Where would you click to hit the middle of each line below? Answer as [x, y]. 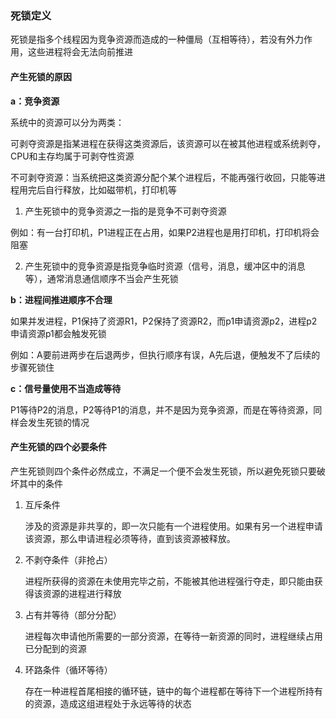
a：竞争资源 [35, 101]
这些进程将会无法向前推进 [80, 52]
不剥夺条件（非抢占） [68, 559]
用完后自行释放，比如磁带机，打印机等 [97, 189]
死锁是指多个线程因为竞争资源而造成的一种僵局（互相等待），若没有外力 [157, 39]
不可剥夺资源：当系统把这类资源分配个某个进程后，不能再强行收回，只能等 [163, 177]
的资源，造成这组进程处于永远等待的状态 [108, 703]
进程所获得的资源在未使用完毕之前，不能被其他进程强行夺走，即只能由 [169, 581]
